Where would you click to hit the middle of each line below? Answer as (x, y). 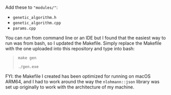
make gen (27, 58)
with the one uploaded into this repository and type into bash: (70, 49)
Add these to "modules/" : (31, 7)
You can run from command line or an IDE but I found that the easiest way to (86, 38)
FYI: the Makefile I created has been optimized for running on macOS (78, 76)
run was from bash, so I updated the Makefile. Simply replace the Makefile (83, 43)
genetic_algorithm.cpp (37, 23)
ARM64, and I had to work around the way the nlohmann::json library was (82, 82)
